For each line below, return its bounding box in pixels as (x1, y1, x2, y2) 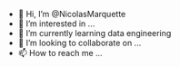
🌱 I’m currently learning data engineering (17, 28, 172, 38)
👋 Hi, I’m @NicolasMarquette (17, 9, 126, 19)
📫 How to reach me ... (17, 48, 103, 58)
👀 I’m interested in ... (17, 18, 95, 29)
